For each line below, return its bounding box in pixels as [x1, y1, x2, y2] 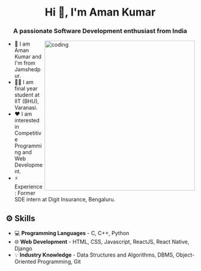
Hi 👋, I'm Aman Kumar [44, 5, 156, 19]
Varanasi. [14, 104, 38, 112]
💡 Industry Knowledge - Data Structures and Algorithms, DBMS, [14, 251, 175, 258]
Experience [14, 183, 43, 191]
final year [14, 85, 38, 92]
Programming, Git [37, 258, 82, 266]
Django [14, 245, 32, 252]
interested [14, 117, 40, 124]
